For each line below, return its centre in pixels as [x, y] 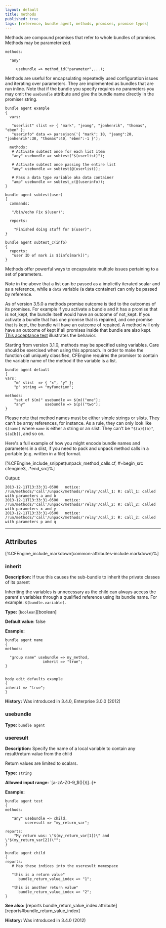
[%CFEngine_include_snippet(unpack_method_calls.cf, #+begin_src [74, 463]
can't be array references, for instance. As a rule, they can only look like [78, 423]
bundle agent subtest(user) [34, 195]
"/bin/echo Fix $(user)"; [38, 212]
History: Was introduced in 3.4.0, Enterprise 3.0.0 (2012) [63, 701]
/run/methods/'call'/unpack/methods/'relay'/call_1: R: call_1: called [80, 492]
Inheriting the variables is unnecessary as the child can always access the [81, 592]
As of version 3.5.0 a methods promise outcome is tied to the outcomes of [81, 304]
